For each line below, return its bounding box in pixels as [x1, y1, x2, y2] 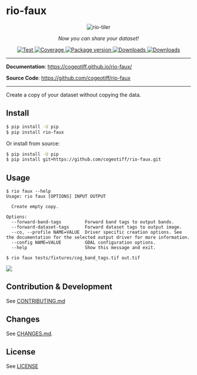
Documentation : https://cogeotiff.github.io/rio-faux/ [6, 63, 133, 70]
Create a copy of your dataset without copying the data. [6, 91, 141, 98]
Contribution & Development [6, 282, 113, 292]
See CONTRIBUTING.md [6, 297, 66, 304]
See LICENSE [6, 362, 39, 370]
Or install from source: [6, 139, 60, 147]
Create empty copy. [11, 204, 59, 210]
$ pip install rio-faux [6, 129, 64, 135]
